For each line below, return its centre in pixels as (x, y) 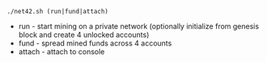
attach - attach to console (61, 51)
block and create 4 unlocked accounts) (84, 35)
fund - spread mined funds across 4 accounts (95, 43)
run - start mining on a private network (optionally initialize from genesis (139, 26)
